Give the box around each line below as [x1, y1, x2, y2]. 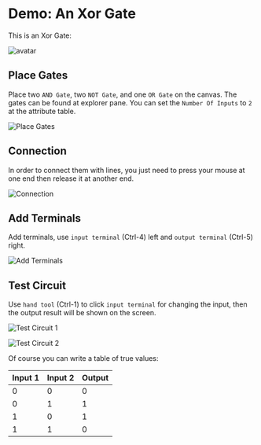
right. [8, 241, 26, 250]
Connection [8, 145, 67, 158]
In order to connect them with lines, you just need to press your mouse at [8, 165, 245, 175]
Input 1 [12, 373, 39, 384]
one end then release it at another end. [8, 174, 134, 183]
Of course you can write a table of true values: [8, 354, 159, 363]
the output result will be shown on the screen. [8, 308, 156, 318]
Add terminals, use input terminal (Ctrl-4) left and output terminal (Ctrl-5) [8, 233, 254, 242]
